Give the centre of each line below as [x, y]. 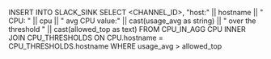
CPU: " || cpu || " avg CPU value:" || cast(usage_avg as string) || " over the [132, 21]
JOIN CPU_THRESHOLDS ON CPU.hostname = [86, 37]
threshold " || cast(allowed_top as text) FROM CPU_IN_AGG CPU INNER [127, 29]
